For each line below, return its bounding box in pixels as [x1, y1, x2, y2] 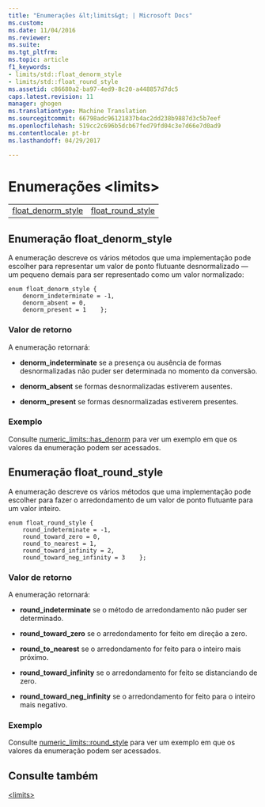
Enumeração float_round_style [8, 466, 164, 479]
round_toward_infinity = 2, [22, 547, 115, 555]
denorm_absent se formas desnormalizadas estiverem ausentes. [19, 381, 233, 391]
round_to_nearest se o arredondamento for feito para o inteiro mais [19, 644, 241, 654]
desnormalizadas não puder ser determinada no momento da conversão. [19, 366, 258, 376]
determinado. [19, 613, 64, 623]
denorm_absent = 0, [22, 299, 87, 307]
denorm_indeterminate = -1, [22, 292, 115, 301]
